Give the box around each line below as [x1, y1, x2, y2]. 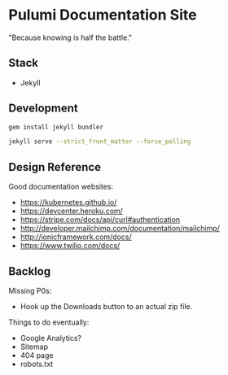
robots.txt [20, 359, 54, 368]
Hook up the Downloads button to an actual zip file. [20, 301, 193, 311]
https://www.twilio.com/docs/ [20, 241, 121, 251]
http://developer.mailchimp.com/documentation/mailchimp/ [20, 224, 220, 233]
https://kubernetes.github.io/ [20, 198, 117, 207]
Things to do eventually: [8, 317, 90, 327]
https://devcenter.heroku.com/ [20, 206, 124, 216]
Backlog [8, 264, 51, 278]
